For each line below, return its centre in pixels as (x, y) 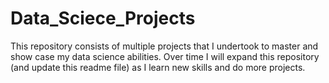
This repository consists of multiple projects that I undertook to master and (164, 46)
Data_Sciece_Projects (103, 18)
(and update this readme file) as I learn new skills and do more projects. (158, 67)
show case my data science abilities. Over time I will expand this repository (165, 56)
